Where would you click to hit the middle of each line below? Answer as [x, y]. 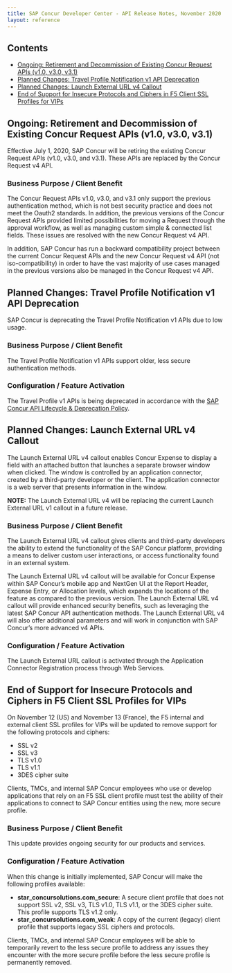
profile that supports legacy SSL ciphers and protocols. [96, 927]
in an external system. [39, 562]
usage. [17, 328]
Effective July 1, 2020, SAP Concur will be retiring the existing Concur [107, 151]
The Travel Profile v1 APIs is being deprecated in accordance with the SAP [113, 401]
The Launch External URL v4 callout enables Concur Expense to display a [112, 457]
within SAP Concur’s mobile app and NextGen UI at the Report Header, [108, 583]
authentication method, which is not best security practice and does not [110, 206]
